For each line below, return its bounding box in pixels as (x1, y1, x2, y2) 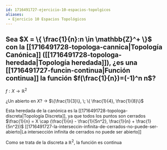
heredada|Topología (5, 58, 70, 67)
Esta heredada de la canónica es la (5, 108, 78, 114)
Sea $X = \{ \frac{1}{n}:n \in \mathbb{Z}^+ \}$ (5, 35, 153, 43)
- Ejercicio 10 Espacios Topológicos (7, 16, 86, 21)
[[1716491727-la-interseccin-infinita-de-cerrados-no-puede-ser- (24, 123, 159, 130)
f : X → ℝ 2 (5, 87, 27, 94)
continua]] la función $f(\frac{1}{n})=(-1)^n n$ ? (5, 74, 156, 82)
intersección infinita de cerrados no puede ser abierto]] (27, 129, 142, 135)
